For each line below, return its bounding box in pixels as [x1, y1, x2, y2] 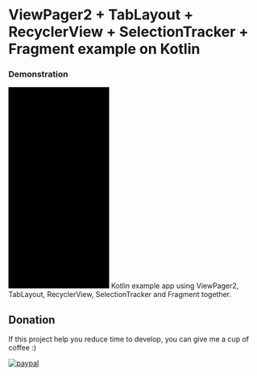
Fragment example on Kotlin [8, 40, 201, 58]
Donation [8, 312, 56, 327]
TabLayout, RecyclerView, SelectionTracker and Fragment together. [8, 290, 232, 300]
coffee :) [8, 343, 37, 353]
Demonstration [8, 68, 68, 80]
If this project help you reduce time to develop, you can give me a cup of [8, 334, 250, 344]
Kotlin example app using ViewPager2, [110, 281, 239, 291]
